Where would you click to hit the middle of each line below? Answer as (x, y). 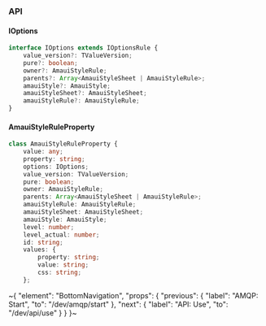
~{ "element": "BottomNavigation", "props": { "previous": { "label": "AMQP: (133, 295)
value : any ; (43, 152)
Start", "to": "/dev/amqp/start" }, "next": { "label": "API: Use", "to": (118, 304)
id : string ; (43, 242)
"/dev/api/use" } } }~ (43, 313)
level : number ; (49, 227)
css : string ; (60, 273)
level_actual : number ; (61, 235)
